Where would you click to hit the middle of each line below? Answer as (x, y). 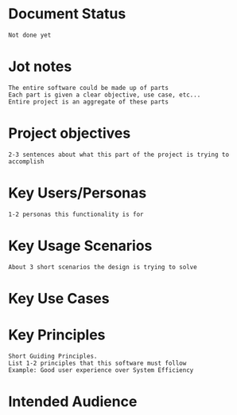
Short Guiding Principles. (53, 356)
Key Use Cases (59, 298)
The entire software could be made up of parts (89, 88)
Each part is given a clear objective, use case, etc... (105, 95)
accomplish (26, 161)
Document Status (67, 14)
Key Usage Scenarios (80, 246)
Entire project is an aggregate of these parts (89, 102)
